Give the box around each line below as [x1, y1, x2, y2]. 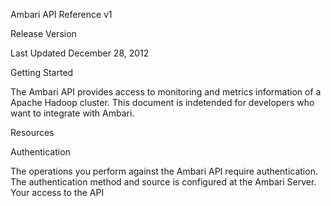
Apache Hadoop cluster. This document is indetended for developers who [10, 97, 315, 108]
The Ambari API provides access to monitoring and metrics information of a [10, 86, 322, 98]
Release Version [10, 28, 77, 39]
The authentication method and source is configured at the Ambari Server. [10, 176, 317, 188]
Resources [10, 127, 55, 138]
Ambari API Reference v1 [10, 9, 113, 20]
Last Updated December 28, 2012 [10, 47, 150, 59]
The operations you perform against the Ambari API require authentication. [10, 165, 318, 177]
